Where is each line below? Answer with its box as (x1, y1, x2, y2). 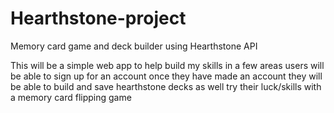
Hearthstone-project (10, 7, 187, 30)
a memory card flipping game (10, 91, 132, 103)
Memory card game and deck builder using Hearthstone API (10, 40, 258, 52)
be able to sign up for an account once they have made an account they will (10, 70, 323, 82)
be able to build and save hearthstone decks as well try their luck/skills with (10, 80, 322, 92)
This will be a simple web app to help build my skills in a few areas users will (10, 59, 325, 71)
